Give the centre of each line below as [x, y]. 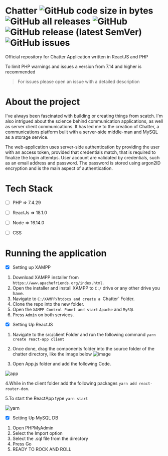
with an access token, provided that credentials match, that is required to [81, 152]
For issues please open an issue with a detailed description [78, 81]
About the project [43, 102]
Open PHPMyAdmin [33, 428]
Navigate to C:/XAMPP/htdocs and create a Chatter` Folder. [73, 299]
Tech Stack [29, 189]
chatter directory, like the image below [52, 354]
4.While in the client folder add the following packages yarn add [71, 383]
